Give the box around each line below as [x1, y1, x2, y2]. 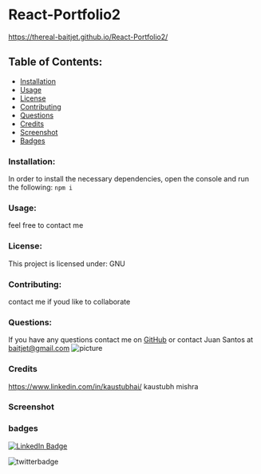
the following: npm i [8, 182, 73, 193]
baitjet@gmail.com [8, 344, 70, 353]
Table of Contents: [8, 55, 103, 69]
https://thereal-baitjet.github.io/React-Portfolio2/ [8, 32, 168, 42]
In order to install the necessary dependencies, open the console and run [8, 174, 250, 184]
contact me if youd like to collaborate [8, 297, 131, 306]
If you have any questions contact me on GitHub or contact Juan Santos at [8, 335, 254, 345]
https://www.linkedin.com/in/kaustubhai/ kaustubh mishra [8, 381, 199, 391]
